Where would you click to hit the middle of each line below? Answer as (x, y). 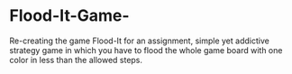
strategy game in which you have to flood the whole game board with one (146, 50)
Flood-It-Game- (69, 16)
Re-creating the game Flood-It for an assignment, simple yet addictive (140, 41)
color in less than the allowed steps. (76, 60)
